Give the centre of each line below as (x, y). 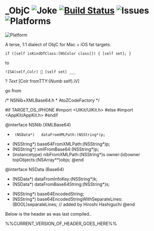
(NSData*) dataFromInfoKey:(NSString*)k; (55, 179)
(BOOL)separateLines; (35, 204)
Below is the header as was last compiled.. (49, 214)
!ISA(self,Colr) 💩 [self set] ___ (41, 72)
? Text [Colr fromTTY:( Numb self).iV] (42, 81)
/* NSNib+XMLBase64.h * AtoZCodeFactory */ (52, 100)
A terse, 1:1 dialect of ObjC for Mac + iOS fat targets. (58, 44)
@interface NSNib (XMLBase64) (38, 124)
